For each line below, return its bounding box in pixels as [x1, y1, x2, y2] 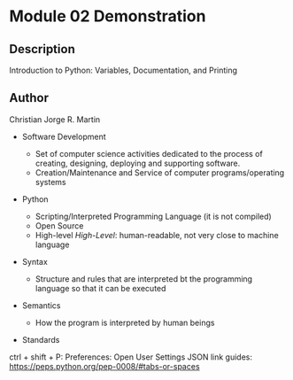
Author [9, 90, 49, 105]
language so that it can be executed [35, 283, 166, 293]
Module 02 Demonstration [9, 6, 206, 27]
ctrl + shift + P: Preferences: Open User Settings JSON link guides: [9, 352, 253, 362]
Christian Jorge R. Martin [9, 113, 101, 125]
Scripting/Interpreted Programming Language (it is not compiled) [35, 211, 272, 221]
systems [35, 176, 66, 187]
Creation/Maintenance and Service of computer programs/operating [35, 167, 285, 178]
